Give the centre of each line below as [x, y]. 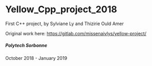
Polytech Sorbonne [26, 45]
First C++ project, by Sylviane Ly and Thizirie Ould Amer [64, 24]
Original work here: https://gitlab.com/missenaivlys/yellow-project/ [76, 33]
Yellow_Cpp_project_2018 [61, 9]
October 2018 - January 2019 [36, 58]
